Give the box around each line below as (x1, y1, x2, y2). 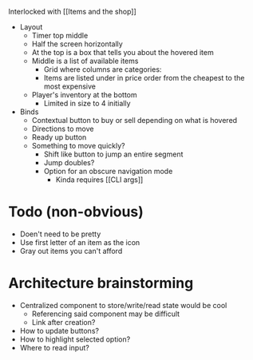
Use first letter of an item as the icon (19, 237, 140, 247)
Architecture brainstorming (8, 275, 194, 292)
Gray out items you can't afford (19, 246, 123, 255)
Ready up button (31, 133, 87, 142)
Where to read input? (19, 342, 89, 352)
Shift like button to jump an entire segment (43, 149, 184, 159)
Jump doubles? (43, 158, 95, 167)
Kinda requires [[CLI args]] (55, 175, 144, 184)
